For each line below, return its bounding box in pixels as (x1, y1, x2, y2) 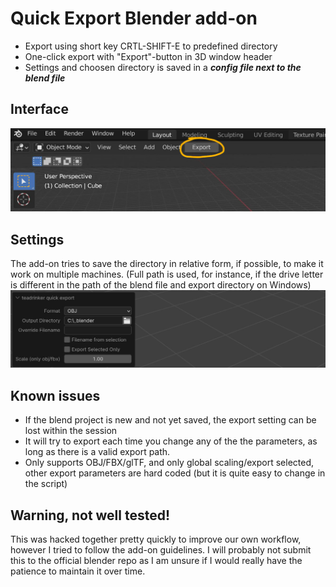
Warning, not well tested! (10, 507, 171, 524)
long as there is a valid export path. (24, 446, 171, 458)
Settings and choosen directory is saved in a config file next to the (24, 61, 302, 73)
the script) (24, 478, 68, 490)
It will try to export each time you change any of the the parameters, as (24, 435, 318, 447)
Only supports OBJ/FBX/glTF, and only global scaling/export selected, (24, 457, 315, 469)
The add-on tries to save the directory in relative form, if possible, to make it (10, 257, 324, 269)
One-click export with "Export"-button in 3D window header (24, 50, 273, 62)
